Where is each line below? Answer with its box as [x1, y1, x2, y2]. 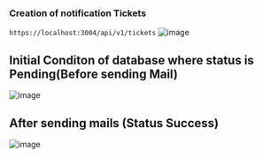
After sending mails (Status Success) [9, 116, 220, 131]
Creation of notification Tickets [9, 7, 147, 19]
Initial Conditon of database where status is [9, 52, 254, 68]
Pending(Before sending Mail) [9, 66, 179, 81]
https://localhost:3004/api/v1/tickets [9, 29, 157, 38]
